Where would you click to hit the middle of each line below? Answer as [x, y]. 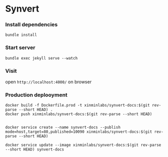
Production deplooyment [36, 95]
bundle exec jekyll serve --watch [42, 58]
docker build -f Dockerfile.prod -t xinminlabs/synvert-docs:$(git [78, 106]
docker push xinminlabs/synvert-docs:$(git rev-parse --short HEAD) [79, 114]
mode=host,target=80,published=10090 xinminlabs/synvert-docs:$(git [79, 132]
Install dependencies [32, 25]
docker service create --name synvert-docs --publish [63, 127]
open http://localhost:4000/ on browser [48, 82]
